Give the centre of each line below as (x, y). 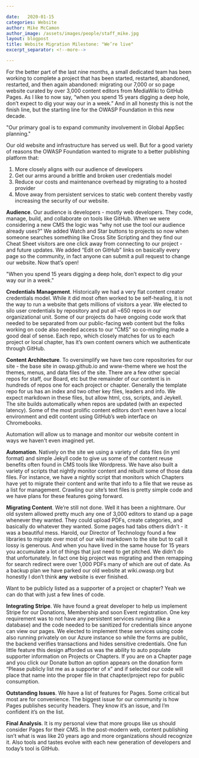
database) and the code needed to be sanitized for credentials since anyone (99, 625)
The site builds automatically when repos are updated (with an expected (94, 404)
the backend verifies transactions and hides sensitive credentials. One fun (97, 644)
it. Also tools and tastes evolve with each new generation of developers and (99, 742)
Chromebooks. (24, 423)
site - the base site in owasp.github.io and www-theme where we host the (97, 366)
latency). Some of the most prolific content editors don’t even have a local (96, 410)
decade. (16, 115)
